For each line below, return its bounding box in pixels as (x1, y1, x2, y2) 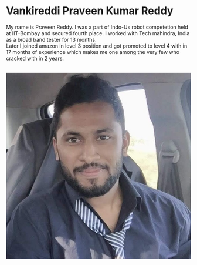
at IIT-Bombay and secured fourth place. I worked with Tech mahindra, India (6, 29, 190, 36)
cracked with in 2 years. (6, 55, 64, 62)
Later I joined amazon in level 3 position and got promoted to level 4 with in (6, 42, 188, 49)
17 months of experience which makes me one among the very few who (6, 48, 180, 55)
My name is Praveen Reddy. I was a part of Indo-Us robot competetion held (6, 24, 189, 31)
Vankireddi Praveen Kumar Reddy (6, 4, 174, 18)
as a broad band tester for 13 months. (6, 36, 97, 43)
